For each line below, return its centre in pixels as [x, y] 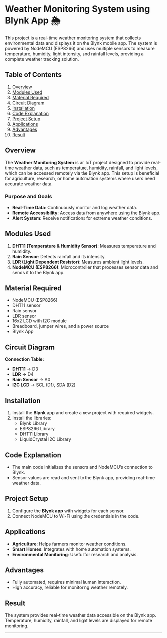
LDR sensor [24, 316]
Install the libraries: [32, 418]
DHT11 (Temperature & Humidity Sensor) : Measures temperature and [84, 246]
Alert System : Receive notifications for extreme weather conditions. [82, 218]
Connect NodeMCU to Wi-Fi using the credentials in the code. [76, 516]
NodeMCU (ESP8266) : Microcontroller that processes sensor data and [85, 267]
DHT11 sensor [26, 305]
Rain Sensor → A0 [31, 380]
